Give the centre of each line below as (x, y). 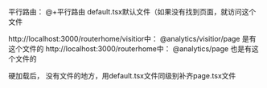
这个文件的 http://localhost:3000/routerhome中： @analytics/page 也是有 (130, 49)
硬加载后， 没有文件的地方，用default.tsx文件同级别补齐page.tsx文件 (122, 76)
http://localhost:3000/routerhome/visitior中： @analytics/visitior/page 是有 (132, 39)
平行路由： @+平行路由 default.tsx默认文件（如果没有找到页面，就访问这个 (132, 12)
